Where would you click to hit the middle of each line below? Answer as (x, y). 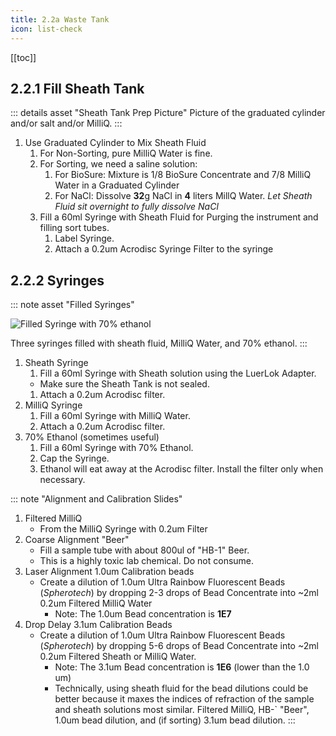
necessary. (62, 480)
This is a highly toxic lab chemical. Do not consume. (147, 561)
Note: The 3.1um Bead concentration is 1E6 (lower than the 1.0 (182, 667)
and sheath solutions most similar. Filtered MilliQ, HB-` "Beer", (182, 710)
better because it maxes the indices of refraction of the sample (184, 699)
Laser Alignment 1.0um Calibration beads (109, 572)
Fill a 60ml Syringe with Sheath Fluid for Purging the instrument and (179, 217)
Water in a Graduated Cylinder (117, 185)
